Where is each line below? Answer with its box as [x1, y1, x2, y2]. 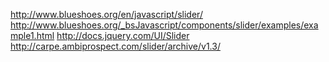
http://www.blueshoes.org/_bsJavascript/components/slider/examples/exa [10, 19, 319, 31]
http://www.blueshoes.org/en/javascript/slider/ [10, 9, 203, 20]
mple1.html [10, 30, 55, 41]
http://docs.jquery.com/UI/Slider [56, 30, 190, 41]
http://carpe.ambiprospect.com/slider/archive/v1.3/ [10, 40, 221, 52]
